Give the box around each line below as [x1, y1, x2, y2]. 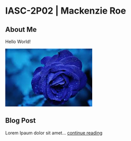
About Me [5, 25, 37, 34]
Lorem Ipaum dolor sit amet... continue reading [5, 129, 102, 136]
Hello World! [5, 38, 31, 44]
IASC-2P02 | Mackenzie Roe [5, 5, 126, 17]
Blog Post [5, 116, 36, 125]
